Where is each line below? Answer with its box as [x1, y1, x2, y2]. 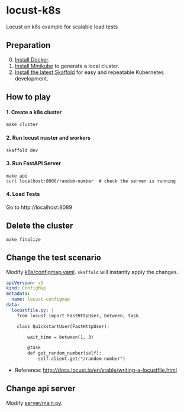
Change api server [6, 384, 76, 394]
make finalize [6, 236, 41, 243]
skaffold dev [6, 147, 38, 153]
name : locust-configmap [11, 297, 70, 302]
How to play [6, 92, 51, 102]
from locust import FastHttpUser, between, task [17, 313, 139, 318]
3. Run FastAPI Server [6, 160, 61, 167]
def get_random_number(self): [27, 350, 102, 356]
